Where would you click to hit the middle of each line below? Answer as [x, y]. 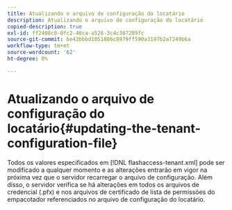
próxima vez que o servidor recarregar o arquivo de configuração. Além [110, 177]
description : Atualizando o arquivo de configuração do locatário [105, 20]
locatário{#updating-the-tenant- [104, 128]
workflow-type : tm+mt [39, 46]
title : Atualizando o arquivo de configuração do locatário [96, 14]
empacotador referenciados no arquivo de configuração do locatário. [106, 199]
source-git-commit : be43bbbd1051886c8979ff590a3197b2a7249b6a [99, 40]
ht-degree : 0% [28, 59]
